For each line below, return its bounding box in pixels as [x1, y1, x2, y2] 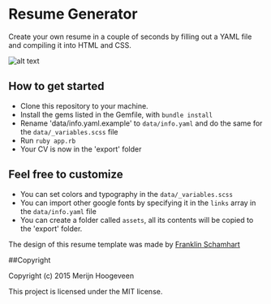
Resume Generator [8, 5, 138, 24]
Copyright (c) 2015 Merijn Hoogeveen [8, 271, 135, 280]
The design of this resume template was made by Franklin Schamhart [8, 239, 241, 249]
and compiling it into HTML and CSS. [8, 40, 131, 49]
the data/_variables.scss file [19, 126, 119, 136]
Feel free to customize [8, 168, 123, 182]
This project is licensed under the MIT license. [8, 286, 163, 296]
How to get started [8, 79, 105, 93]
